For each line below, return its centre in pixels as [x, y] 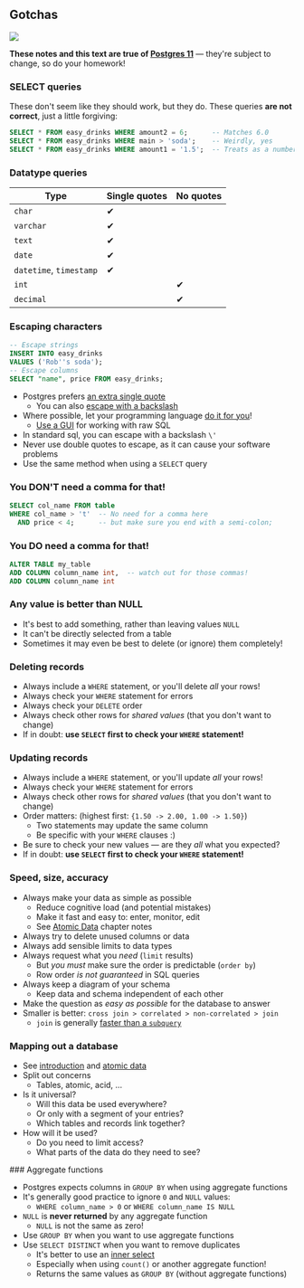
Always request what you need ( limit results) [108, 955]
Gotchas [34, 15]
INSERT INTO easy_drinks [56, 354]
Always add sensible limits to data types [97, 945]
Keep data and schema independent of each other [130, 993]
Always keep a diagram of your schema [96, 984]
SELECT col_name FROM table [62, 506]
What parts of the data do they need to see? [118, 1152]
